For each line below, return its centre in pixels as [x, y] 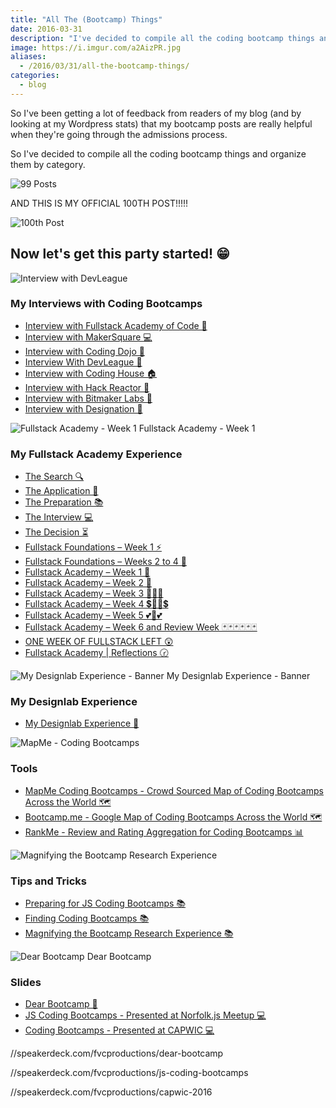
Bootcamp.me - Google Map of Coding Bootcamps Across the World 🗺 [173, 817]
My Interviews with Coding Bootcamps [106, 304]
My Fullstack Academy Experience [96, 454]
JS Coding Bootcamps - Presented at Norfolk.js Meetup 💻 [145, 1015]
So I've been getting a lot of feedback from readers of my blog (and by [156, 113]
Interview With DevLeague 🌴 [83, 362]
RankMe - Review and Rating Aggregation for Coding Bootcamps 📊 [164, 832]
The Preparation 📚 [64, 502]
